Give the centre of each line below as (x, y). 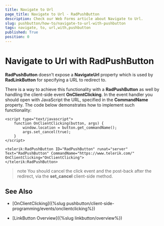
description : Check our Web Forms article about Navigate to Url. (74, 19)
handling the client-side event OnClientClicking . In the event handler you (79, 94)
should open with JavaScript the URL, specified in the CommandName (77, 100)
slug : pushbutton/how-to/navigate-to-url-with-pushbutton (65, 23)
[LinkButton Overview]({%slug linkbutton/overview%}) (67, 218)
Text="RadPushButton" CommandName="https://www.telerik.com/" (70, 153)
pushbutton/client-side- (90, 203)
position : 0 (17, 37)
